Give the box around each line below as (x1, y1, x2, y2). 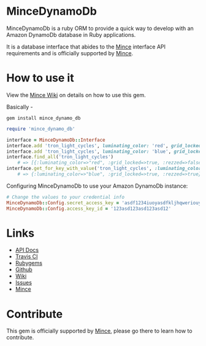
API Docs (15, 247, 39, 254)
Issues (15, 279, 32, 286)
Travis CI (15, 253, 38, 260)
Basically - (6, 103, 33, 110)
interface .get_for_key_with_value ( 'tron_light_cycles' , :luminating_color (6, 166, 202, 172)
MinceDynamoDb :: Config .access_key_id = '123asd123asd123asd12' (6, 206, 172, 212)
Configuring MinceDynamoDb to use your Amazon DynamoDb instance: (6, 182, 188, 190)
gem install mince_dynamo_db (6, 115, 81, 121)
